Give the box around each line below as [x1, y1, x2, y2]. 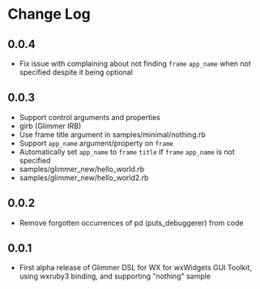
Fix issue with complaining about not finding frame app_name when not [19, 58, 252, 68]
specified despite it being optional [19, 67, 133, 77]
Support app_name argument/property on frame [19, 138, 174, 148]
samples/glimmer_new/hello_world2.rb [19, 172, 149, 183]
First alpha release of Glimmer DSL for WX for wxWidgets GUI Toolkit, [19, 263, 253, 273]
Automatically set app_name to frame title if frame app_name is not [19, 147, 236, 157]
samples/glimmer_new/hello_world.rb [19, 164, 145, 174]
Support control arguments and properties [19, 112, 161, 122]
